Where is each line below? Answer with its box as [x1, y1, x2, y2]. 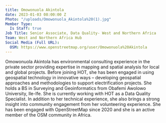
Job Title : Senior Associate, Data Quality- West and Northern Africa [5, 31, 156, 36]
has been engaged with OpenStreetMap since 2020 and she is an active [5, 106, 155, 112]
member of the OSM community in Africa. [5, 111, 92, 118]
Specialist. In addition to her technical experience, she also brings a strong [5, 96, 160, 102]
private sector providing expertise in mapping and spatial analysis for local [5, 64, 159, 70]
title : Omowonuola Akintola [5, 7, 64, 13]
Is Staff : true [10, 26, 42, 31]
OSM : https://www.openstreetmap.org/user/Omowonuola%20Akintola [10, 45, 147, 50]
